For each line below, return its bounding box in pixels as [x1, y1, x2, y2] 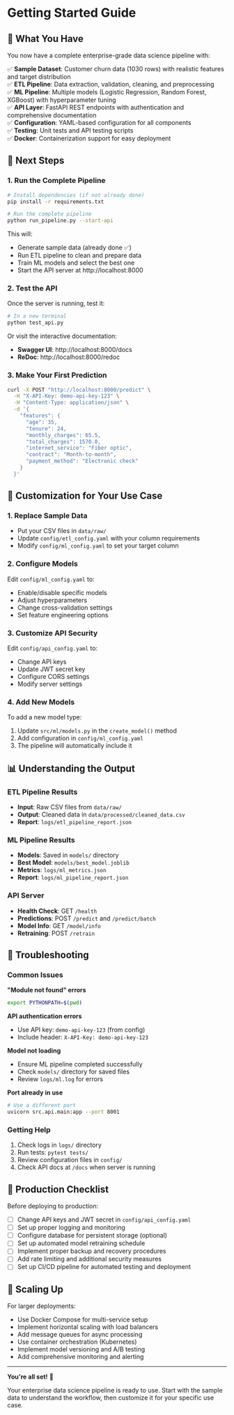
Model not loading [7, 1046, 61, 1055]
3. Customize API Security [7, 628, 98, 638]
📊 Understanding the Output [7, 763, 136, 775]
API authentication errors [7, 1012, 82, 1020]
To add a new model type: [7, 713, 82, 721]
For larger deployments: [7, 1302, 76, 1310]
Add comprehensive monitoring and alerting [17, 1353, 144, 1361]
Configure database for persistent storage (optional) [17, 1231, 168, 1240]
